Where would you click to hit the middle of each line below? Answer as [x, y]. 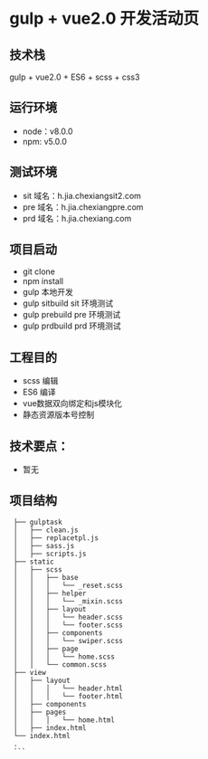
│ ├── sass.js [44, 546]
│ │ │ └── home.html [64, 720]
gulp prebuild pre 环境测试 [71, 315]
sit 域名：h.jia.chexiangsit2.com [82, 195]
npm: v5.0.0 [45, 141]
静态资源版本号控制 [58, 415]
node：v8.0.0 [48, 131]
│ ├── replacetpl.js [56, 538]
